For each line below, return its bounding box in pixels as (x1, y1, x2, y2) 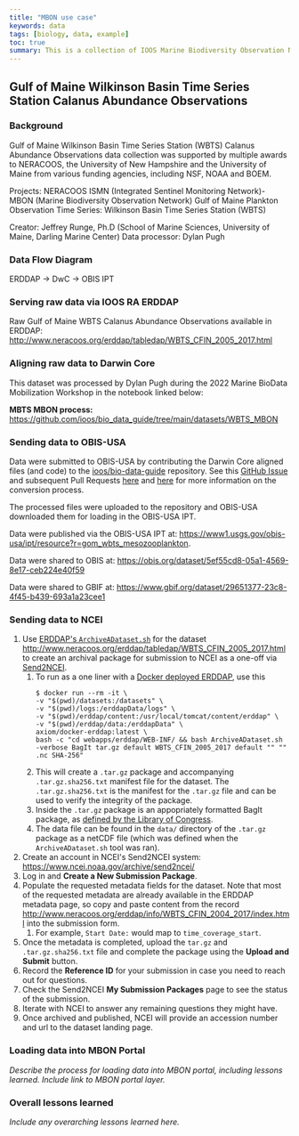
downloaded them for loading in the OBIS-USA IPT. (9, 511, 197, 522)
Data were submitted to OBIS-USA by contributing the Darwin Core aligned (9, 456, 284, 467)
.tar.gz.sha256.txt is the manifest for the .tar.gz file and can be (35, 785, 277, 797)
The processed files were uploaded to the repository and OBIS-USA (9, 502, 258, 512)
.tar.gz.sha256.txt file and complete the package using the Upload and (21, 946, 289, 957)
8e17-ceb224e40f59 (9, 564, 85, 575)
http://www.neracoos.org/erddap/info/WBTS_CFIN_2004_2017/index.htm (21, 909, 290, 920)
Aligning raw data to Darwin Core (9, 357, 156, 369)
